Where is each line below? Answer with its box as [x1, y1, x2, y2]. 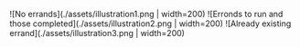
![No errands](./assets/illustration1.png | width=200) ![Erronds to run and [9, 9, 284, 19]
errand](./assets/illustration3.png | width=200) [9, 28, 186, 38]
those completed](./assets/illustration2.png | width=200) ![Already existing [9, 18, 292, 29]
